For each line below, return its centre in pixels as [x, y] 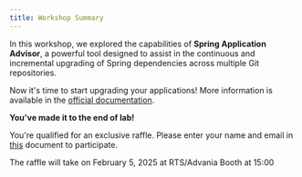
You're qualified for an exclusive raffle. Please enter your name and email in [151, 135]
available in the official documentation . [82, 100]
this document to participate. [64, 144]
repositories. [33, 73]
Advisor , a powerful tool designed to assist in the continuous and [132, 53]
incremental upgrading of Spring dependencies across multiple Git [135, 63]
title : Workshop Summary [57, 18]
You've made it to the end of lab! [72, 117]
